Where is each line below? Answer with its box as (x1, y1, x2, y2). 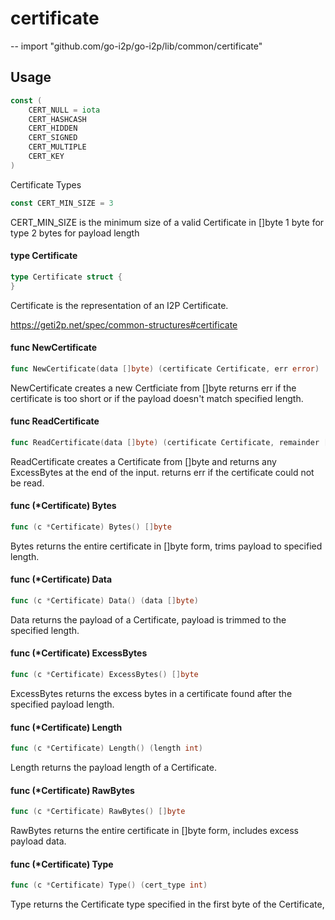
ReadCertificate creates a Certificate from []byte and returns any (10, 455, 277, 467)
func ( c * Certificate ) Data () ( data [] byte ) (10, 596, 199, 606)
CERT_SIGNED (28, 133, 78, 143)
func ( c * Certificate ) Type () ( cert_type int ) (10, 880, 208, 891)
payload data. (10, 835, 67, 847)
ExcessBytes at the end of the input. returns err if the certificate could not (10, 466, 315, 478)
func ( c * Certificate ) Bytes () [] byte (10, 522, 172, 532)
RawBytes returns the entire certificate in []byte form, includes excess (10, 825, 299, 837)
